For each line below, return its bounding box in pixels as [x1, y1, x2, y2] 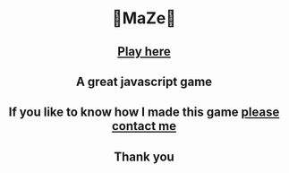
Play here [117, 44, 171, 59]
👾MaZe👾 [111, 8, 177, 29]
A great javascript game [75, 74, 213, 89]
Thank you [114, 149, 174, 164]
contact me [111, 118, 177, 134]
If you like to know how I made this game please [8, 105, 280, 120]
